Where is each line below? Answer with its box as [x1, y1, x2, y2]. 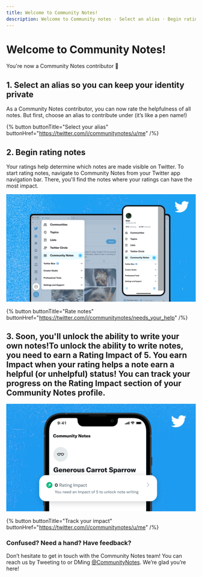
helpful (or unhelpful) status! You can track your [6, 368, 191, 379]
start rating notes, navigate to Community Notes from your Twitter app [6, 169, 180, 177]
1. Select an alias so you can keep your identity [6, 80, 185, 90]
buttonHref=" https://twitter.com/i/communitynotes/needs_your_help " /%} [6, 314, 188, 321]
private [6, 89, 34, 99]
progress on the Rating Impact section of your [6, 378, 182, 388]
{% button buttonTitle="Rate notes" [6, 307, 94, 315]
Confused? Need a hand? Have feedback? [6, 539, 132, 547]
